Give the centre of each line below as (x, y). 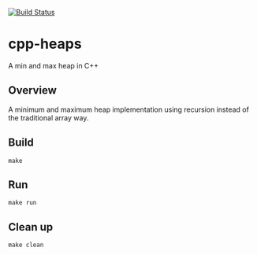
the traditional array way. (48, 117)
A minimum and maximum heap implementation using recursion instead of (129, 109)
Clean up (31, 227)
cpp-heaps (45, 44)
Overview (33, 91)
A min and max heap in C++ (54, 65)
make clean (26, 245)
